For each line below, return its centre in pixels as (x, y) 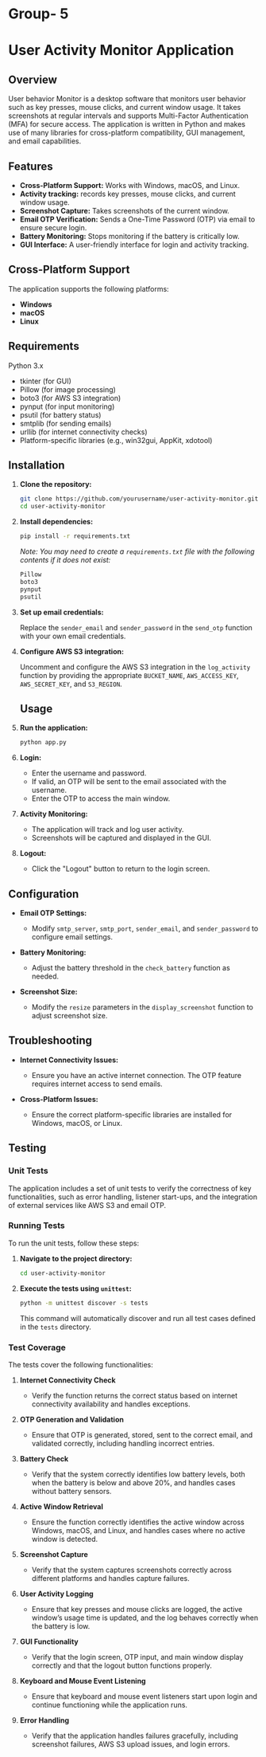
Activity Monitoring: (54, 814)
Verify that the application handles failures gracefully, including (135, 1735)
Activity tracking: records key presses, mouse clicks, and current (127, 194)
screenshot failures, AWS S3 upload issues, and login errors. (131, 1744)
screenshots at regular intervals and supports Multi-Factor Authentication (128, 116)
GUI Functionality (49, 1641)
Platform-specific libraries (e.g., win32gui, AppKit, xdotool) (116, 440)
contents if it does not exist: (65, 560)
